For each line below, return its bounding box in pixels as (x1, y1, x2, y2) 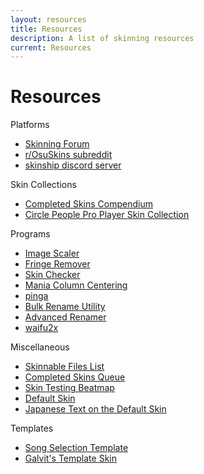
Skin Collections (10, 179, 77, 191)
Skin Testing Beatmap (24, 382, 115, 394)
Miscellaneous (10, 341, 70, 353)
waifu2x (24, 322, 59, 334)
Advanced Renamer (24, 311, 107, 323)
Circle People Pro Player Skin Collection (24, 209, 190, 221)
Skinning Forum (24, 138, 90, 150)
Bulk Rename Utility (24, 301, 106, 313)
